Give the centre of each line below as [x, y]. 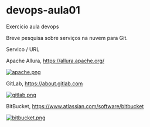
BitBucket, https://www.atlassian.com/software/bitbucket [75, 106]
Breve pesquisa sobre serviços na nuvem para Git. [67, 38]
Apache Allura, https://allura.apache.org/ [55, 61]
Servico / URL [23, 49]
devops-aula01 [43, 10]
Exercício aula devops [33, 26]
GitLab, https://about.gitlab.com [45, 83]
